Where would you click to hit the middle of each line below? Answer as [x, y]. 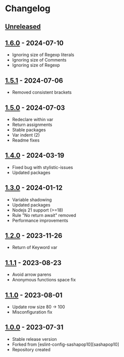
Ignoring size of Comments [39, 60]
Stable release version [35, 339]
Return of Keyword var [35, 248]
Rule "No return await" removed [44, 215]
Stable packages [29, 130]
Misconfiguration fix [32, 312]
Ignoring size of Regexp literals [43, 55]
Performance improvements [40, 220]
